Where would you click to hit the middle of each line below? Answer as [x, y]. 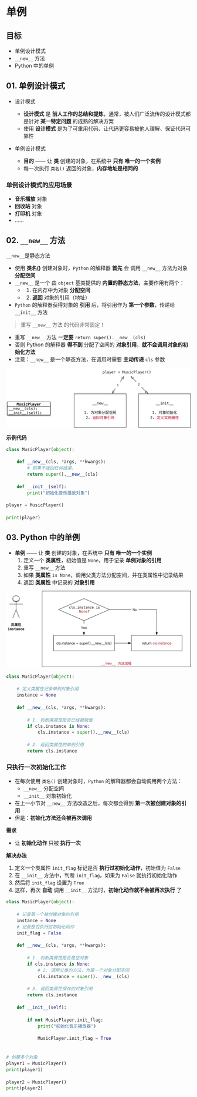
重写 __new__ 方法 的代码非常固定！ [63, 324]
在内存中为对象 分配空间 [61, 290]
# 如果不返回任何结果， [52, 468]
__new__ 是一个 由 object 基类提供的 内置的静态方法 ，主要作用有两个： [99, 283]
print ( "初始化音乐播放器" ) [67, 1026]
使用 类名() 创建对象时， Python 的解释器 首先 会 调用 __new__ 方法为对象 [101, 268]
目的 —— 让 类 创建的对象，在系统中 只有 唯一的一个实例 [92, 161]
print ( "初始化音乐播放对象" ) [59, 493]
